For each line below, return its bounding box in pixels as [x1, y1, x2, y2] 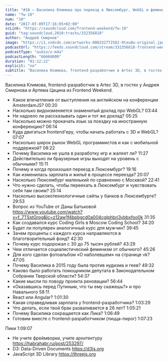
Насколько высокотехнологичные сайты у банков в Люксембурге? [12, 193, 156, 199]
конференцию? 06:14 [12, 124, 57, 130]
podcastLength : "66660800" [5, 54, 61, 59]
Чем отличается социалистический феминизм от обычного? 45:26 [12, 247, 155, 252]
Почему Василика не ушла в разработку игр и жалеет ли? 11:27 [12, 150, 148, 156]
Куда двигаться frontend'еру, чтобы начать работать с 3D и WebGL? [12, 129, 158, 135]
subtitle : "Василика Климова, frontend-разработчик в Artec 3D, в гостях [5, 68, 162, 73]
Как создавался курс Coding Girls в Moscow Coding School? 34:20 [12, 219, 154, 225]
